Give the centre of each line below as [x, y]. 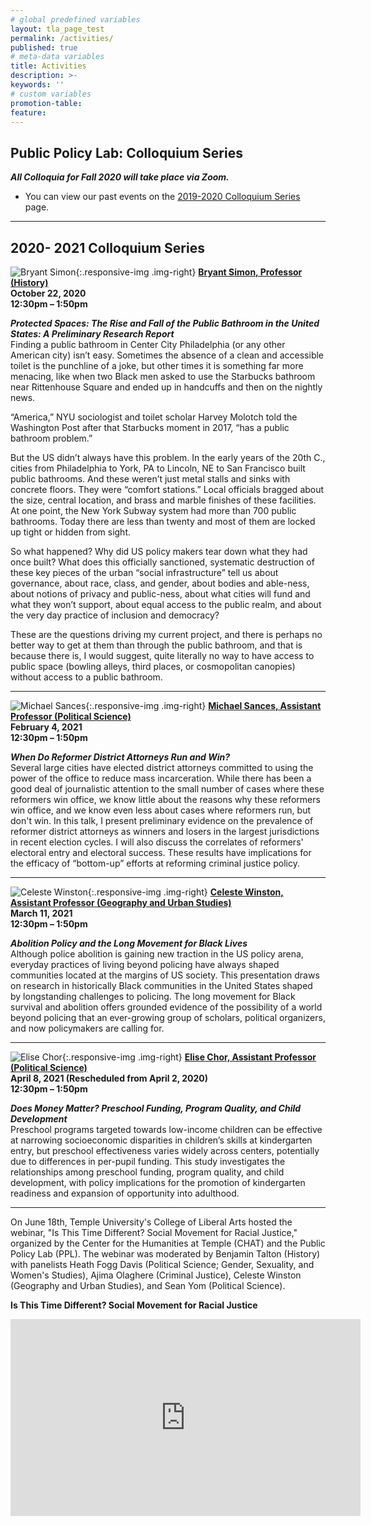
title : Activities [48, 66]
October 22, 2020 [48, 293]
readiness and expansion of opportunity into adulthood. [125, 1193]
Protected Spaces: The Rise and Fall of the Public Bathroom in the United [165, 323]
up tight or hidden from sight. [71, 532]
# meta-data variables [57, 57]
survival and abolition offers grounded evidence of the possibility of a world [166, 1007]
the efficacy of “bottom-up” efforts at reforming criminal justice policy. [155, 863]
